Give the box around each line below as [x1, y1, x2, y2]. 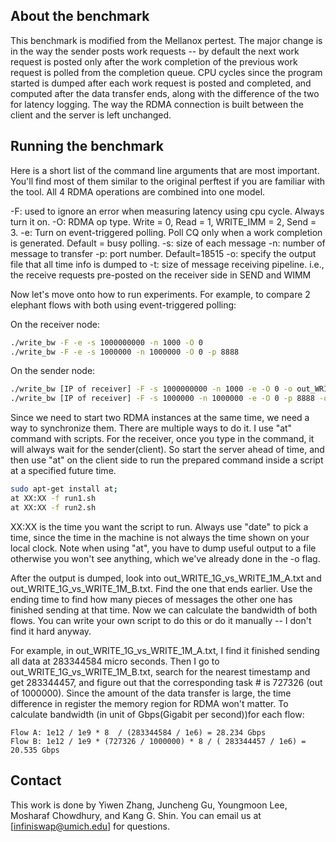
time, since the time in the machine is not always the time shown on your [10, 531, 310, 543]
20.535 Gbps [10, 745, 60, 755]
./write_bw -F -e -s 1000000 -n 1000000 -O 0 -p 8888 [10, 347, 240, 357]
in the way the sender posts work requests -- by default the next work [10, 45, 300, 57]
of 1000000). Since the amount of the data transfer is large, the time [10, 687, 292, 699]
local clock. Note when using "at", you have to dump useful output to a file [10, 542, 317, 554]
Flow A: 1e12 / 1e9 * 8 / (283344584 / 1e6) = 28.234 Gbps [10, 727, 267, 738]
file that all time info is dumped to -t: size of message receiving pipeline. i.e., [10, 258, 325, 270]
